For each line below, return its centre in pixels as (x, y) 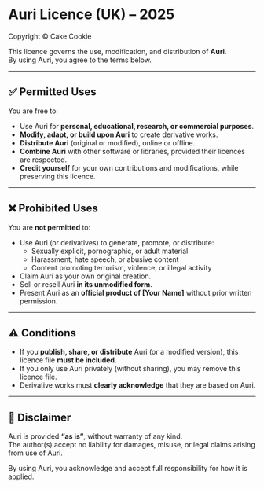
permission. (38, 301)
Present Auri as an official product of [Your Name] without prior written (136, 292)
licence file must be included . (68, 360)
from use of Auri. (35, 453)
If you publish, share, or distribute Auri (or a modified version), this (129, 352)
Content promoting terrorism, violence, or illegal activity (121, 267)
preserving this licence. (57, 176)
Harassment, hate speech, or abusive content (105, 259)
